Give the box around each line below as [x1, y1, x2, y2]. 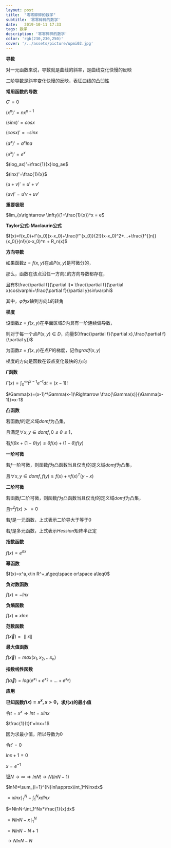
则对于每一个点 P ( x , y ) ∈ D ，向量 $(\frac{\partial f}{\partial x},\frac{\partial [6, 330, 161, 337]
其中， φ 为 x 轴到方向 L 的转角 [6, 298, 64, 304]
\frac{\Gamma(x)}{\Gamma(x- [100, 391, 164, 397]
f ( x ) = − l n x [6, 592, 29, 598]
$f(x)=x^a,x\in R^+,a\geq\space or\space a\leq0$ [6, 571, 110, 577]
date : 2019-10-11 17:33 [6, 22, 61, 27]
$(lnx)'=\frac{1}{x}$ [6, 171, 48, 177]
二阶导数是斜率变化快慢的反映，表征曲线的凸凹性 [6, 78, 109, 84]
